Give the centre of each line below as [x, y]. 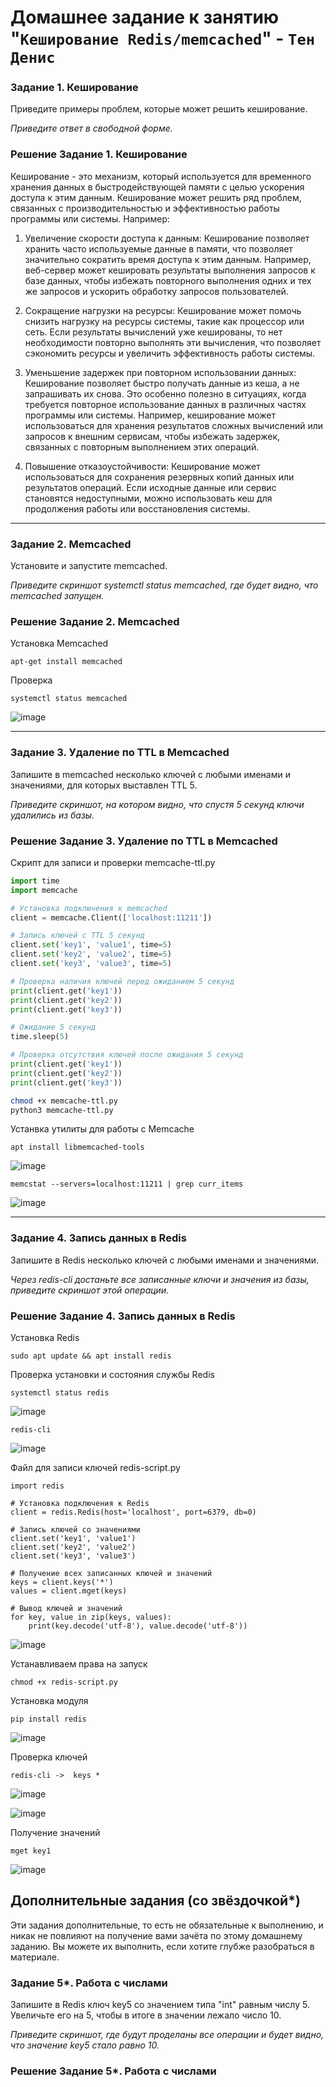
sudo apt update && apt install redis [91, 1356]
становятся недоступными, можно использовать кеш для [148, 498]
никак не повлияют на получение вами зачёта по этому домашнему [156, 1935]
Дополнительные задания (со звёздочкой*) [155, 1901]
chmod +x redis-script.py [64, 1682]
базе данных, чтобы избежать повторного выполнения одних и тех [168, 280]
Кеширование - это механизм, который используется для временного [161, 176]
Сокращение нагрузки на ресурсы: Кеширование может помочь [163, 310]
